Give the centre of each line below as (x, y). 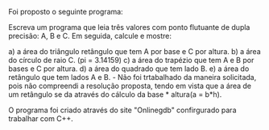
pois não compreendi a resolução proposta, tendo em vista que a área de (130, 86)
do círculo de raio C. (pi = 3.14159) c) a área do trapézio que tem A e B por (131, 60)
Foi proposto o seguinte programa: (66, 12)
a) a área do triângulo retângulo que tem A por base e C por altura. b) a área (135, 51)
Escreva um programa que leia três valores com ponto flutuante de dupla (129, 27)
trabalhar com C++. (41, 119)
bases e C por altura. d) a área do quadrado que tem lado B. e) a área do (129, 69)
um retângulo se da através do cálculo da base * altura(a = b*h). (115, 94)
